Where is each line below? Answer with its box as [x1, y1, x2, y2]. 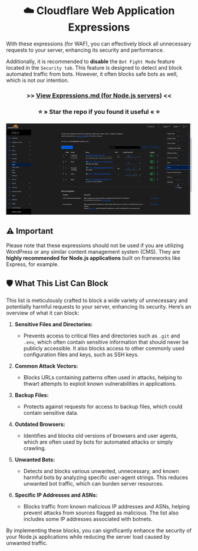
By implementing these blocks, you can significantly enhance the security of [6, 527, 192, 534]
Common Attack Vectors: [14, 363, 78, 370]
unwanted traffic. [6, 540, 48, 547]
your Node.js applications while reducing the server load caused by [6, 533, 170, 540]
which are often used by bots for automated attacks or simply [23, 438, 173, 445]
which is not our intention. [6, 77, 70, 84]
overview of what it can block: [6, 310, 80, 317]
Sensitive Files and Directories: [14, 321, 93, 328]
